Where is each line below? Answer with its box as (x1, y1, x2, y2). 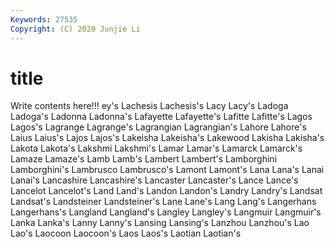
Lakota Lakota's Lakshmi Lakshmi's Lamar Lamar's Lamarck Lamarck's (10, 142, 303, 155)
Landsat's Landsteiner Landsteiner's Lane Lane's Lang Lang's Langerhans (10, 196, 317, 208)
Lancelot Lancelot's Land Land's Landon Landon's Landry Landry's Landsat (10, 185, 323, 197)
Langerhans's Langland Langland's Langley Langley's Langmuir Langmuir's (10, 206, 322, 218)
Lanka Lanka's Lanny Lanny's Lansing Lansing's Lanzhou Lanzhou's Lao (10, 217, 310, 229)
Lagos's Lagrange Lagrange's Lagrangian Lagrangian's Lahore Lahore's (10, 121, 307, 133)
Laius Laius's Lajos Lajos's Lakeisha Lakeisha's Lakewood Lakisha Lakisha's (10, 132, 325, 144)
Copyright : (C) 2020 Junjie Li (10, 24, 141, 34)
